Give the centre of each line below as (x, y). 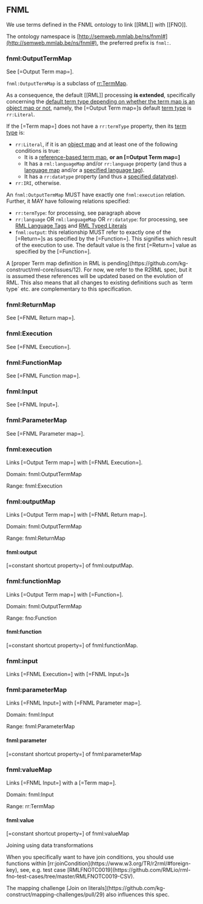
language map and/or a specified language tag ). (84, 170)
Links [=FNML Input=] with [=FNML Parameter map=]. (74, 703)
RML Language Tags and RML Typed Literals (71, 226)
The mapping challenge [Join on (47, 888)
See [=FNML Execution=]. (39, 347)
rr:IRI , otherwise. (38, 183)
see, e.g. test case (43, 870)
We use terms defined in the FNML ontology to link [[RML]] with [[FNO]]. (97, 24)
